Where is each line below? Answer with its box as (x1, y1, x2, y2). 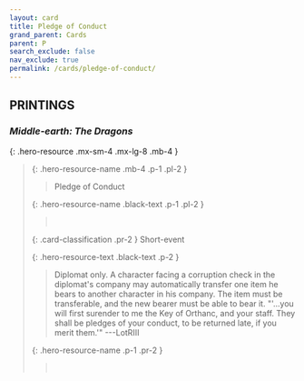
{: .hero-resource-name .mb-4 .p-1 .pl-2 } (31, 163, 188, 174)
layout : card (9, 13, 59, 23)
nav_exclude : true (9, 55, 79, 65)
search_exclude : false (9, 47, 95, 56)
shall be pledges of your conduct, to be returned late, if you (54, 317, 277, 328)
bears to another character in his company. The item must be (54, 288, 283, 299)
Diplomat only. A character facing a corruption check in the (54, 269, 276, 280)
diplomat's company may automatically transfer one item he (54, 278, 279, 289)
